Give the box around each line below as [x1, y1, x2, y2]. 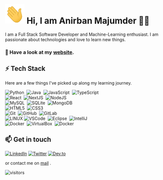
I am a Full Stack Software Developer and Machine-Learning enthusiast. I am [5, 31, 159, 37]
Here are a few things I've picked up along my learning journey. [5, 80, 132, 86]
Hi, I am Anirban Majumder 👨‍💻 [26, 15, 150, 26]
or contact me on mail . [5, 160, 52, 166]
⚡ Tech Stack [5, 65, 46, 73]
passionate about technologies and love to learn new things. [5, 36, 126, 43]
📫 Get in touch [5, 135, 52, 144]
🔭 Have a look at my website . [5, 48, 74, 55]
